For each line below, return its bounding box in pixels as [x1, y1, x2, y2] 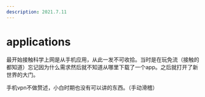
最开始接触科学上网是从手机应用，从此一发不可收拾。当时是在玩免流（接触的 [6, 56, 199, 63]
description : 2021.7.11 [6, 8, 67, 15]
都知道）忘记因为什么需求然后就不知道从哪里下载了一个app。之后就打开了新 [6, 63, 199, 70]
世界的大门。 [6, 71, 39, 78]
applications [6, 35, 71, 48]
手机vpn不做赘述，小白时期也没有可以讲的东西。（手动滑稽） [6, 84, 158, 91]
